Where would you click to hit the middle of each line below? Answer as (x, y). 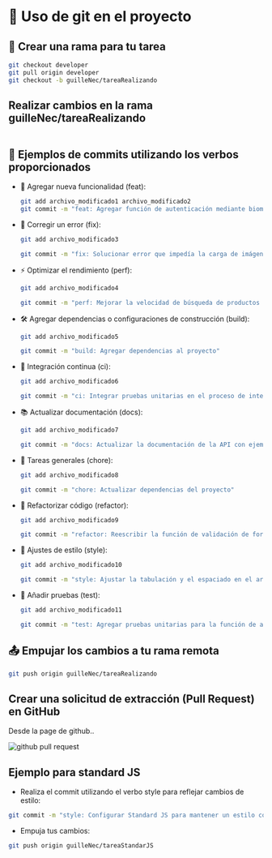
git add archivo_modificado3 (69, 239)
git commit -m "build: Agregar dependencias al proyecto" (120, 351)
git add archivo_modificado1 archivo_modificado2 (106, 202)
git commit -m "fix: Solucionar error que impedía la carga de (129, 254)
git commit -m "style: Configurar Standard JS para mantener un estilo (132, 815)
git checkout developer (49, 65)
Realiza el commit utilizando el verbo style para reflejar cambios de (132, 792)
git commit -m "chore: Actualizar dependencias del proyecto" (127, 490)
